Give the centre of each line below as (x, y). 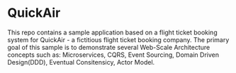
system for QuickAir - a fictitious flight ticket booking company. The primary (118, 39)
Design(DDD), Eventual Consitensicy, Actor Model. (81, 62)
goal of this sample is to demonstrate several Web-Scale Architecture (109, 47)
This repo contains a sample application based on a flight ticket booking (112, 32)
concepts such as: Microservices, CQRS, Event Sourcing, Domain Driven (113, 55)
